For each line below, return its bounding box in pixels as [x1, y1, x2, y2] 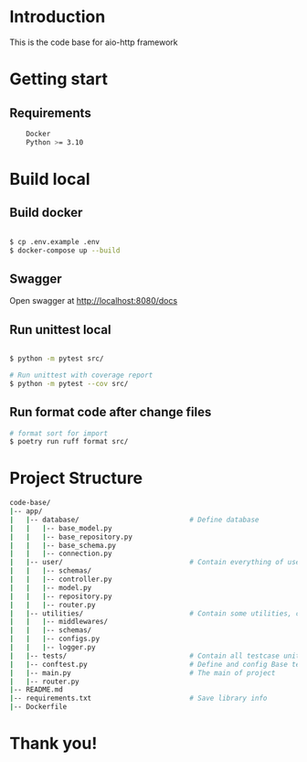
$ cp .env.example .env [9, 237, 101, 246]
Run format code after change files [9, 404, 212, 420]
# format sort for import [9, 428, 108, 438]
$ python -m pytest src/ [9, 354, 104, 363]
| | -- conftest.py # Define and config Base [9, 660, 288, 669]
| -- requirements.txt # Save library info [9, 693, 268, 703]
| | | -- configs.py [9, 634, 101, 644]
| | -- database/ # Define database [9, 515, 259, 524]
